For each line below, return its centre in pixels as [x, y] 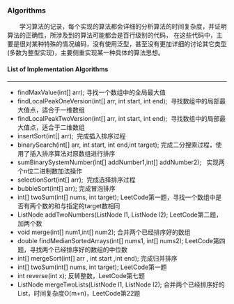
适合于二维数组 [63, 127]
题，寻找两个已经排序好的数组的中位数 [72, 249]
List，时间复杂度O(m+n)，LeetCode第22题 [79, 293]
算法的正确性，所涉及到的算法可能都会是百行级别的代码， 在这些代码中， [112, 35]
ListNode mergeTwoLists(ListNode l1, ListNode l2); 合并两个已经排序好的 [121, 284]
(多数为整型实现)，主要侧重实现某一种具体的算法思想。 [86, 53]
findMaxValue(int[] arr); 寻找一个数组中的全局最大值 [91, 92]
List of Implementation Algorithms [58, 69]
